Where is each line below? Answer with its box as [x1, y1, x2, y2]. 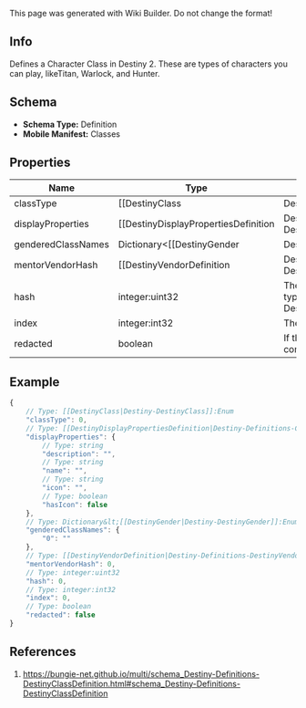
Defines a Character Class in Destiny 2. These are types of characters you [9, 58, 289, 69]
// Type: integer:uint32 [25, 567, 120, 578]
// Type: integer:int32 [25, 585, 117, 594]
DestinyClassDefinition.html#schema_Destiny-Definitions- [22, 678, 241, 689]
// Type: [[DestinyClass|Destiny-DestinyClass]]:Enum [25, 407, 234, 416]
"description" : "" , [42, 449, 117, 459]
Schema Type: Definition [22, 119, 117, 130]
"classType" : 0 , [25, 415, 88, 424]
